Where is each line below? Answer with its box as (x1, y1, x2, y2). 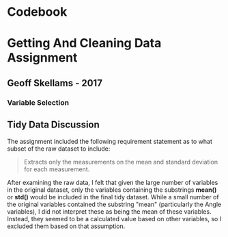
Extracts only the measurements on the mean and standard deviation (23, 158, 218, 166)
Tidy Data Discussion (7, 119, 100, 131)
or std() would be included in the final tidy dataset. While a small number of (7, 192, 220, 201)
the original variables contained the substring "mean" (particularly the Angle (7, 200, 222, 208)
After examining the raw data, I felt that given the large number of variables (7, 178, 218, 186)
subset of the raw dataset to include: (7, 145, 111, 153)
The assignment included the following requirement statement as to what (7, 137, 213, 145)
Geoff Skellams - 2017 (7, 77, 102, 89)
